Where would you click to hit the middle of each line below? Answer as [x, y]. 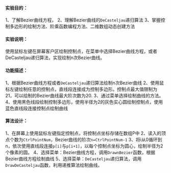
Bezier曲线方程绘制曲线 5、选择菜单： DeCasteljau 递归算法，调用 [74, 159]
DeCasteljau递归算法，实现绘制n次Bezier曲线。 [55, 58]
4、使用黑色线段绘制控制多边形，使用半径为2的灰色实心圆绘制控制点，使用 [84, 102]
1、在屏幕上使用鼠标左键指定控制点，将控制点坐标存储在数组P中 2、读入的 [83, 133]
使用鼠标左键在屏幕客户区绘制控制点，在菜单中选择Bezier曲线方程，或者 [81, 52]
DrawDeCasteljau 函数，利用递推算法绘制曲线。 [54, 165]
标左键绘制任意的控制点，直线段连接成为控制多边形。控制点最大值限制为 [81, 89]
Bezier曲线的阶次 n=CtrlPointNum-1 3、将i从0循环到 [108, 139]
